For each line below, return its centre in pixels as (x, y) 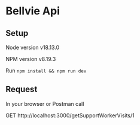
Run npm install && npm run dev (46, 71)
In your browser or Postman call (45, 103)
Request (22, 89)
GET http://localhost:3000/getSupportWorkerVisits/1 (70, 115)
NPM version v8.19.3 (31, 59)
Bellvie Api (33, 11)
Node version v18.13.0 (33, 47)
